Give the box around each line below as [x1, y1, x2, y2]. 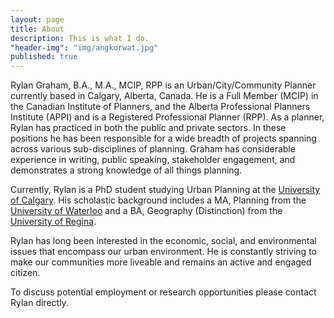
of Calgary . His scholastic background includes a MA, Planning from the [10, 194, 307, 206]
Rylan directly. [10, 297, 69, 309]
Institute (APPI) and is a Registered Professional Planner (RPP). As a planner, [10, 111, 325, 123]
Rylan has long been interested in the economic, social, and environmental [10, 235, 317, 247]
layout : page [10, 14, 65, 25]
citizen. [10, 267, 41, 279]
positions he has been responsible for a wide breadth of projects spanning [10, 132, 317, 145]
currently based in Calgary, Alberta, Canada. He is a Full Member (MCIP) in [10, 90, 319, 102]
